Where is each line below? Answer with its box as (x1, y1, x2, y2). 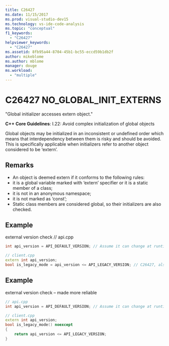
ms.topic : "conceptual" (5, 26, 55, 31)
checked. (12, 206, 32, 212)
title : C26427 (5, 7, 35, 13)
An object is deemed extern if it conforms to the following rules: (12, 174, 145, 180)
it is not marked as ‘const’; (12, 195, 67, 201)
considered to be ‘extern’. (5, 146, 58, 152)
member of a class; (12, 185, 53, 191)
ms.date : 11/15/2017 (5, 12, 49, 17)
